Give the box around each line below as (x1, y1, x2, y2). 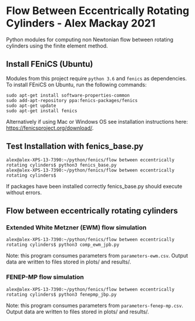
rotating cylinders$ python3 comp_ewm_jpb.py (6, 242, 119, 248)
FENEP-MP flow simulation (6, 273, 84, 281)
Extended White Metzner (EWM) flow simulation (6, 223, 147, 231)
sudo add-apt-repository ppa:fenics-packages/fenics (6, 97, 138, 103)
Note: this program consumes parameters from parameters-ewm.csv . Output (6, 252, 189, 259)
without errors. (6, 189, 42, 196)
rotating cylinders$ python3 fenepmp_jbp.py (6, 292, 117, 298)
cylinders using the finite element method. (6, 42, 108, 49)
